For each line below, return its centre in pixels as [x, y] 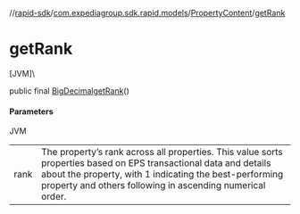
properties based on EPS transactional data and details [156, 163]
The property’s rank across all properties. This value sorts [162, 152]
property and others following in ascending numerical [154, 185]
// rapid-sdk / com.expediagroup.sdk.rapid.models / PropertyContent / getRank [147, 13]
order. [54, 197]
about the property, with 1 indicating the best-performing [162, 175]
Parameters [31, 111]
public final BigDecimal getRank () [69, 91]
